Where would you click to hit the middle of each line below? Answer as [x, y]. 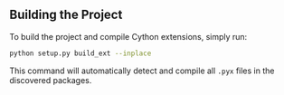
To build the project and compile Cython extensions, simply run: [128, 36]
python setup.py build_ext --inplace [80, 53]
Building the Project [66, 15]
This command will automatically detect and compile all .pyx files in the [142, 71]
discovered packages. [51, 80]
